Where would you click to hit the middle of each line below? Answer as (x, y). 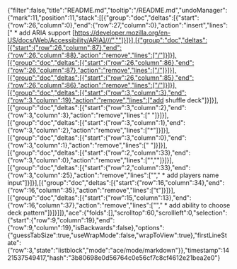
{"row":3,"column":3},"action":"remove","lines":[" (79, 115)
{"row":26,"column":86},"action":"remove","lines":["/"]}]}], (92, 85)
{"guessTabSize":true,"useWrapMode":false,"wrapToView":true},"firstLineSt (117, 235)
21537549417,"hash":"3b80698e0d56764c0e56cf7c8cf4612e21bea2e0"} (114, 258)
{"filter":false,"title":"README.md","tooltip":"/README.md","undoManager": (117, 10)
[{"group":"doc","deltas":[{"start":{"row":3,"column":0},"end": (97, 138)
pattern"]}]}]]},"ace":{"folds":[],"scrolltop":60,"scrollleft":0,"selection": (126, 213)
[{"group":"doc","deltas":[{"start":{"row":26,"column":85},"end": (101, 78)
